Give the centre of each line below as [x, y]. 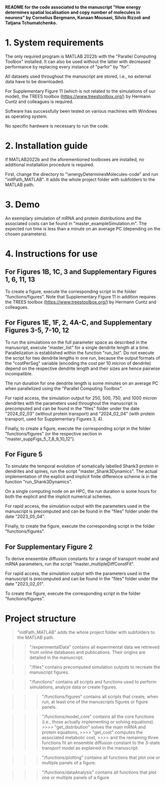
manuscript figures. [49, 672]
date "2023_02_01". [25, 584]
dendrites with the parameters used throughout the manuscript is [71, 403]
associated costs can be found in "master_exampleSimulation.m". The [76, 223]
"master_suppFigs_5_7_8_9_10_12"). [40, 439]
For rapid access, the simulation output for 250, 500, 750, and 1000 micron [81, 398]
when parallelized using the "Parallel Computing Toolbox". [64, 388]
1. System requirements [54, 43]
